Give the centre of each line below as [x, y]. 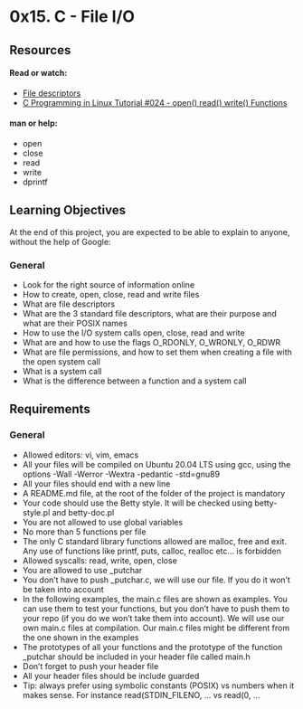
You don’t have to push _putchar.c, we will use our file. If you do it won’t [156, 580]
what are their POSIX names [75, 324]
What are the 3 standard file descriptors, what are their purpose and [150, 314]
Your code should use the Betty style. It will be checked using [137, 503]
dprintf [35, 182]
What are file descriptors [69, 304]
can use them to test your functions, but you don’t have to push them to [156, 609]
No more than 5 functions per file [84, 532]
